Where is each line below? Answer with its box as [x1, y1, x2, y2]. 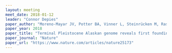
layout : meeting [5, 7, 40, 13]
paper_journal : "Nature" [5, 36, 58, 41]
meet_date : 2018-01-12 [5, 12, 54, 17]
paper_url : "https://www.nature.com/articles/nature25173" [5, 40, 134, 45]
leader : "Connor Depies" [5, 17, 58, 22]
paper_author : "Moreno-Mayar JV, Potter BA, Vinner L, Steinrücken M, [5, 21, 159, 27]
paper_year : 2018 [5, 26, 42, 31]
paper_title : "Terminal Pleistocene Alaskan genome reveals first [5, 31, 150, 36]
